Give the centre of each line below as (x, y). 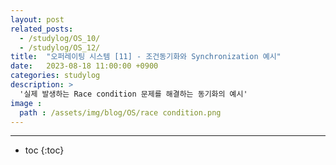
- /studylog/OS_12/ (60, 47)
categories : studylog (55, 76)
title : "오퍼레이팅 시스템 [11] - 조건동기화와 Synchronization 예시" (146, 57)
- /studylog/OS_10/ (60, 38)
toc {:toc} (44, 150)
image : (26, 103)
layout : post (37, 19)
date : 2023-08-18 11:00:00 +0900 (84, 66)
